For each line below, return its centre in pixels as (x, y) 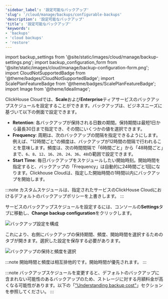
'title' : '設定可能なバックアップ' (38, 24)
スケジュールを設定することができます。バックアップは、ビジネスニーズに (86, 106)
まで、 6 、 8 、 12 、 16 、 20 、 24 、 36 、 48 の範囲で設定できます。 (74, 154)
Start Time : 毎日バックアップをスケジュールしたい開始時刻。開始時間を (86, 160)
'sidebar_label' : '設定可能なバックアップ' (47, 10)
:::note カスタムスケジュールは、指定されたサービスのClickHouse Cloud (79, 189)
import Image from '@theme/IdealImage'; (48, 89)
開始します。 (34, 179)
